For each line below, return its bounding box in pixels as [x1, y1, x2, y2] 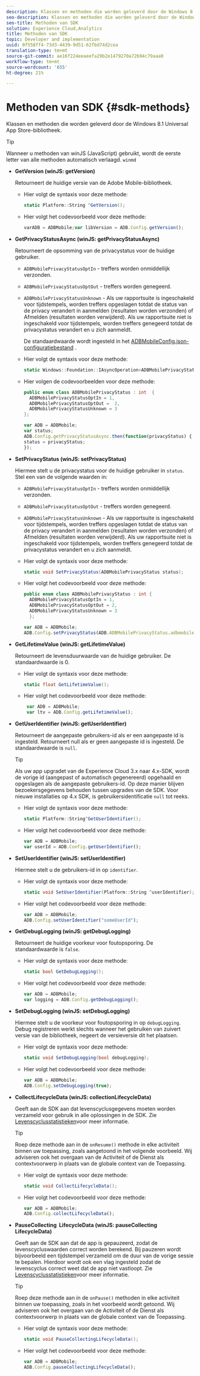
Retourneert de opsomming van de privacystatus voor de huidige [14, 247, 175, 254]
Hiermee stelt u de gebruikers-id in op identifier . [14, 866, 138, 873]
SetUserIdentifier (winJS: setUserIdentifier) [14, 854, 126, 862]
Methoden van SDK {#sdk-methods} [6, 101, 190, 114]
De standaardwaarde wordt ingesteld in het [23, 338, 130, 345]
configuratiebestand [23, 344, 74, 351]
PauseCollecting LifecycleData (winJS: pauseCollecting [14, 1222, 158, 1229]
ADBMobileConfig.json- [130, 338, 189, 345]
